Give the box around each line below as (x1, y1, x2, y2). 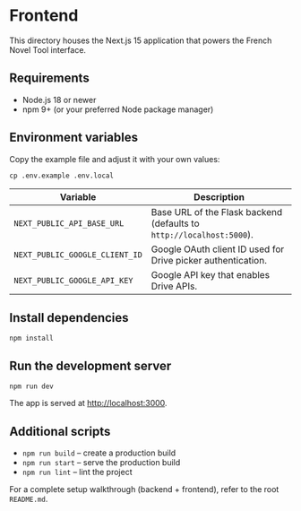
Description (193, 190, 245, 203)
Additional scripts (9, 423, 111, 439)
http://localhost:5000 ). (150, 228, 254, 240)
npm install (9, 333, 54, 343)
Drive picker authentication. (150, 254, 267, 266)
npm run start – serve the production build (21, 457, 181, 467)
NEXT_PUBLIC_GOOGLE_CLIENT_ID (13, 249, 143, 260)
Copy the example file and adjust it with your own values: (9, 153, 220, 164)
